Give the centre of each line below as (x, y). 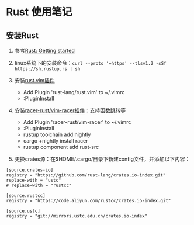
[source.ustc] (23, 211)
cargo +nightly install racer (56, 141)
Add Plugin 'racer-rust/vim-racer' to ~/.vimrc (77, 122)
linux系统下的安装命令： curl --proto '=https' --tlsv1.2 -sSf (90, 63)
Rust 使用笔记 (39, 12)
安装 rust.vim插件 (34, 80)
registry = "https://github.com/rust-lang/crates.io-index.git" (86, 175)
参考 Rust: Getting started (44, 51)
